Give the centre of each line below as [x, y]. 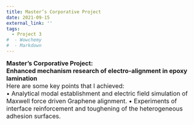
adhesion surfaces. [34, 116]
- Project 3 [27, 34]
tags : [13, 29]
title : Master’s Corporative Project [54, 12]
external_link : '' [29, 23]
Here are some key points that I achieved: [66, 86]
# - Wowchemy [24, 40]
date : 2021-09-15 [28, 18]
